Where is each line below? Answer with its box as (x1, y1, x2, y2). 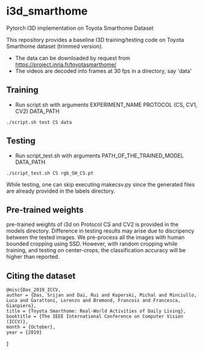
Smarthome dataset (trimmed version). (6, 43, 103, 50)
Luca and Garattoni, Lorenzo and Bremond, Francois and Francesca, (6, 298, 181, 304)
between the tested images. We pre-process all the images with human (6, 234, 185, 241)
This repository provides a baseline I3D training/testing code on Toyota (6, 36, 184, 43)
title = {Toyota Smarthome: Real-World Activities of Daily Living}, (6, 308, 187, 314)
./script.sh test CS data (6, 119, 72, 125)
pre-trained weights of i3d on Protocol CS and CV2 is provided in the (6, 221, 179, 228)
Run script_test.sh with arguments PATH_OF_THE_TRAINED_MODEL (15, 152, 184, 159)
